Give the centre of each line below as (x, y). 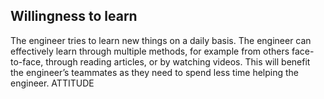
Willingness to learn (74, 16)
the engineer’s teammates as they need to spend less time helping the (155, 72)
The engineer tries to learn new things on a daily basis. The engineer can (161, 40)
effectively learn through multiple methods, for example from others (150, 51)
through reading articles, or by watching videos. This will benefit (178, 61)
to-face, (27, 61)
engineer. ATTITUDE (52, 83)
